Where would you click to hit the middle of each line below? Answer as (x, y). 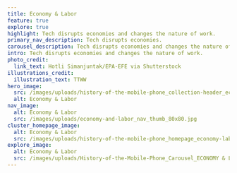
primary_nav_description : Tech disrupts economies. (85, 40)
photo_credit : (28, 60)
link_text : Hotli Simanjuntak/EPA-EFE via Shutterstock (97, 66)
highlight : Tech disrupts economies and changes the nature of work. (112, 34)
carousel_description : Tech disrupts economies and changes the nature (115, 47)
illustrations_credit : (41, 73)
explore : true (28, 27)
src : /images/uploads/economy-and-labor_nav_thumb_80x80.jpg (105, 119)
